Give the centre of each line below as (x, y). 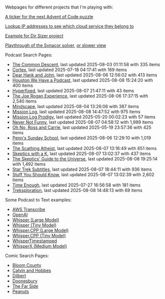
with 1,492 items (29, 164)
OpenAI (20, 215)
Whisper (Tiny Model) (34, 225)
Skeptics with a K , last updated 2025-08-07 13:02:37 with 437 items (82, 153)
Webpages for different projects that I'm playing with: (59, 7)
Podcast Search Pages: (29, 55)
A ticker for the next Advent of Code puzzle (49, 17)
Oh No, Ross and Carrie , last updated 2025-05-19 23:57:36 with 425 (82, 127)
